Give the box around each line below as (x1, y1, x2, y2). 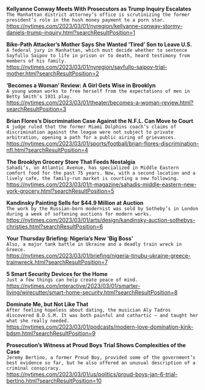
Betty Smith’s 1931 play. (6, 94, 72, 100)
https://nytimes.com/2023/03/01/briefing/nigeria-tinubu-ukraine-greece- (6, 252, 191, 259)
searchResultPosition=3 (6, 105, 67, 113)
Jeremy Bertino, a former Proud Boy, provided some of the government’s (6, 354, 196, 361)
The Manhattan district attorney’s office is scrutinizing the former (6, 12, 190, 18)
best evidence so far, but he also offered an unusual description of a (6, 360, 196, 366)
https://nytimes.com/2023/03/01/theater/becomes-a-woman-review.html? (6, 99, 194, 106)
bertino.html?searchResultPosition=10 (6, 377, 102, 384)
